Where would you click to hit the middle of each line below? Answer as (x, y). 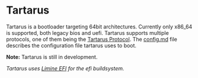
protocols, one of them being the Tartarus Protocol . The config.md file (92, 39)
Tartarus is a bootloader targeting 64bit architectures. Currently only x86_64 (99, 27)
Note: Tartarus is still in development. (52, 57)
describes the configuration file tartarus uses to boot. (71, 45)
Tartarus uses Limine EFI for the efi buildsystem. (65, 68)
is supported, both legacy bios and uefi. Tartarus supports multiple (87, 32)
